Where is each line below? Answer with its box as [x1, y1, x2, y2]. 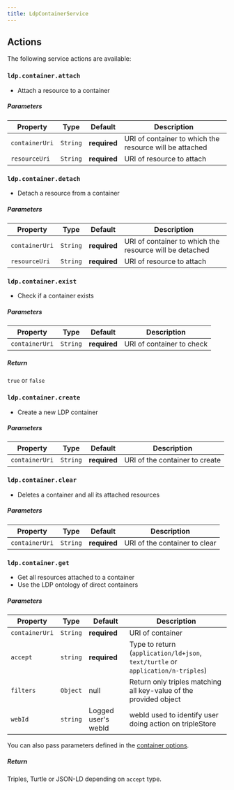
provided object [129, 694, 181, 704]
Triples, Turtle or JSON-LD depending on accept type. [7, 775, 162, 783]
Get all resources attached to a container [17, 573, 135, 582]
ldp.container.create [7, 394, 81, 402]
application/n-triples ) [129, 666, 208, 675]
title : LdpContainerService [7, 10, 89, 17]
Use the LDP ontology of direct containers [17, 580, 139, 589]
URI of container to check [124, 339, 208, 349]
